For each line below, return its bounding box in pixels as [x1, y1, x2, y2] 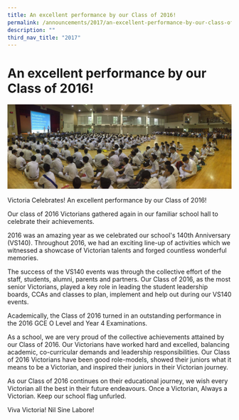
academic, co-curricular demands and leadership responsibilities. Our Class [7, 348, 230, 357]
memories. [7, 254, 39, 262]
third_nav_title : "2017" [7, 34, 81, 41]
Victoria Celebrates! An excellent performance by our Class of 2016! [7, 196, 207, 205]
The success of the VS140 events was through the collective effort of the [7, 267, 222, 276]
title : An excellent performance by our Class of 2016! [7, 11, 176, 18]
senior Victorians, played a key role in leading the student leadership [7, 283, 208, 291]
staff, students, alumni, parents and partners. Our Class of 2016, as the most [7, 275, 231, 284]
